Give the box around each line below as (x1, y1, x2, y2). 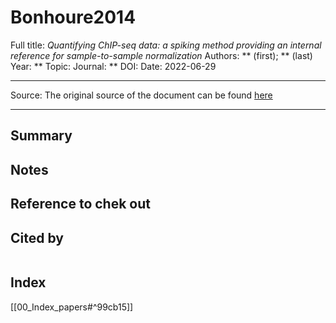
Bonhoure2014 (10, 6, 137, 29)
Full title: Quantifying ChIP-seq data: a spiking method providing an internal (10, 39, 322, 51)
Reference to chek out (10, 196, 151, 213)
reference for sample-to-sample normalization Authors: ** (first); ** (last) (10, 49, 313, 61)
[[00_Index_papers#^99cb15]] (10, 301, 134, 313)
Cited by (10, 229, 64, 246)
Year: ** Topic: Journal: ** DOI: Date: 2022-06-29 (10, 60, 217, 72)
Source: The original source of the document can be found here (10, 89, 273, 101)
